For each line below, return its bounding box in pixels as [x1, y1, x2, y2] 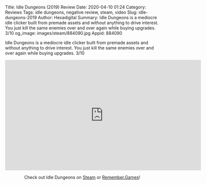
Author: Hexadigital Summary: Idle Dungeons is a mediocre [38, 15, 158, 20]
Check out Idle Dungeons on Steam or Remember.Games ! [24, 174, 140, 180]
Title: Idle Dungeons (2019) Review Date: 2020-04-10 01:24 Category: [5, 4, 146, 10]
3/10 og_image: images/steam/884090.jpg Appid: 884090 [5, 30, 122, 36]
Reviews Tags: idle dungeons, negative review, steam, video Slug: [5, 9, 138, 15]
